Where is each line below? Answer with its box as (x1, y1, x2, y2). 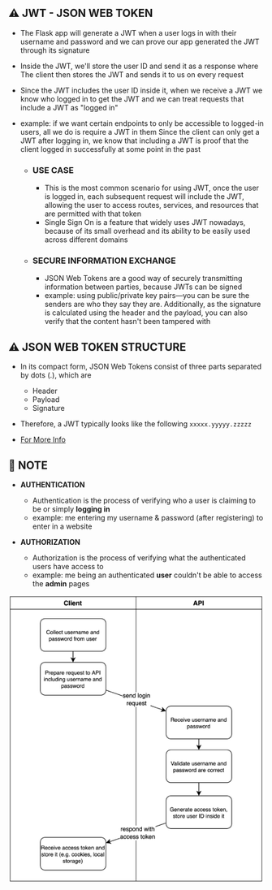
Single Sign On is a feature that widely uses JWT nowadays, (44, 218, 246, 227)
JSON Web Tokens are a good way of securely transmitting (44, 274, 243, 283)
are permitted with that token (44, 209, 142, 218)
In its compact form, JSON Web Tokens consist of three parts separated (19, 361, 262, 372)
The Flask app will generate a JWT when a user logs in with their (19, 28, 237, 37)
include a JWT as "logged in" (19, 102, 119, 112)
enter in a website (32, 521, 93, 531)
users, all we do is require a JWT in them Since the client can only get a (19, 127, 260, 136)
